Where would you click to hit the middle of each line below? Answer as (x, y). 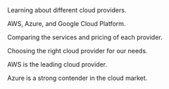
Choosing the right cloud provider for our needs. (77, 51)
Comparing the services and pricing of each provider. (85, 37)
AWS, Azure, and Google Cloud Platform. (67, 23)
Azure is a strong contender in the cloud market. (77, 78)
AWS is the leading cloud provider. (57, 64)
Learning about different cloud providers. (67, 10)
